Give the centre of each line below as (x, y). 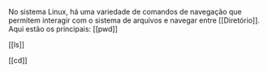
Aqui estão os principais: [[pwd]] (63, 29)
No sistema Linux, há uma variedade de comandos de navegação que (125, 12)
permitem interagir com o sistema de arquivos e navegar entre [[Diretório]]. (134, 20)
